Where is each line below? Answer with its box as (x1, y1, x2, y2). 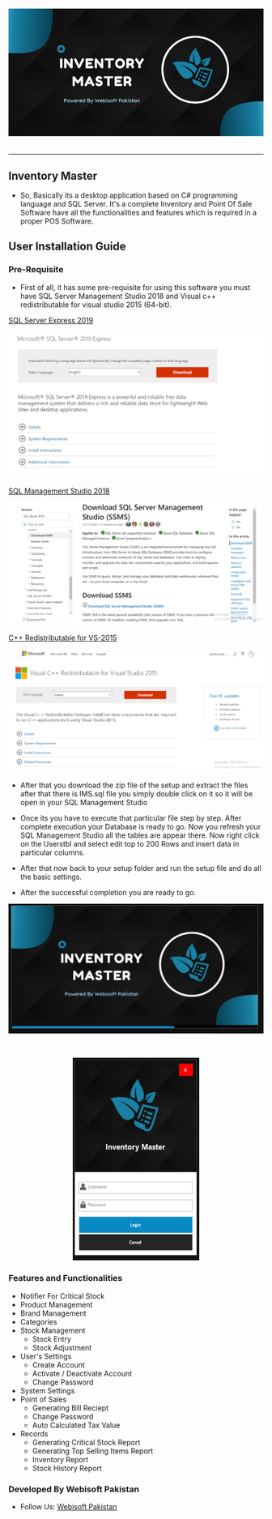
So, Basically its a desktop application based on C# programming (19, 190, 238, 200)
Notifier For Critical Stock (19, 1291, 105, 1300)
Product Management (19, 1299, 93, 1309)
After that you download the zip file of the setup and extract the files (19, 780, 249, 790)
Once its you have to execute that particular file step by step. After (19, 813, 242, 823)
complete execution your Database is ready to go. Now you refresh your (19, 822, 261, 832)
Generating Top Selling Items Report (32, 1446, 154, 1456)
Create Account (32, 1359, 85, 1369)
